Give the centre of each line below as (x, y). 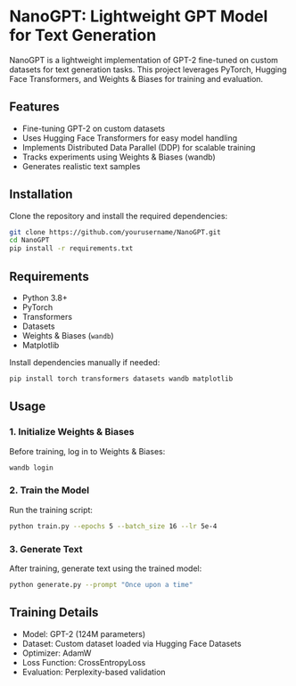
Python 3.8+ (45, 298)
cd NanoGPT (29, 241)
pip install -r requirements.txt (71, 249)
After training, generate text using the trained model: (106, 568)
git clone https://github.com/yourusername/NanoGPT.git (115, 232)
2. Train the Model (49, 490)
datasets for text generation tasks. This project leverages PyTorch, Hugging (148, 69)
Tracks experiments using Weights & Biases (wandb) (119, 157)
